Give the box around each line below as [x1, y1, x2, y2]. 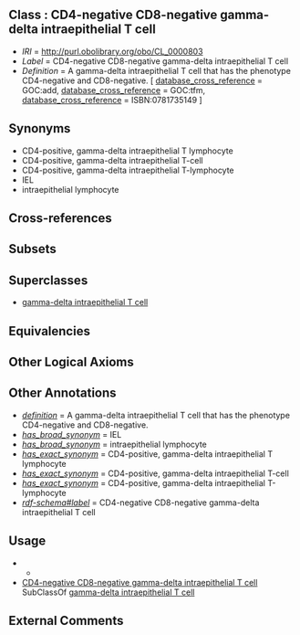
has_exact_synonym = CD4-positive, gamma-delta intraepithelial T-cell [21, 468, 289, 479]
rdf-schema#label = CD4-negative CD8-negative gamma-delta [21, 497, 260, 508]
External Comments [8, 613, 124, 629]
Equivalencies [8, 323, 90, 339]
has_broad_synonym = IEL [21, 429, 122, 439]
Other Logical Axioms [8, 355, 134, 369]
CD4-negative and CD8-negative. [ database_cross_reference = [21, 75, 264, 86]
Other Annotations [8, 386, 117, 401]
